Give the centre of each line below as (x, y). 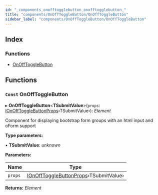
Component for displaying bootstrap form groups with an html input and (79, 120)
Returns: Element (23, 187)
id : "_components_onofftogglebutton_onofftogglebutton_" (66, 10)
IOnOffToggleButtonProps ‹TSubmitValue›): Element (58, 110)
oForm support (20, 125)
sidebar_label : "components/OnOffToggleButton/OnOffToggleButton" (76, 19)
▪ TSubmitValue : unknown (33, 145)
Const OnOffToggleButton (37, 94)
